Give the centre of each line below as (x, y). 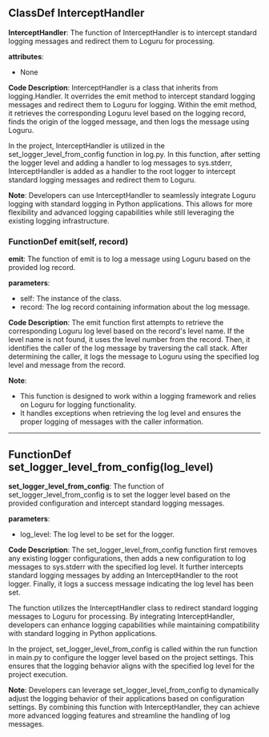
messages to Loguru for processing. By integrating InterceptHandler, (121, 616)
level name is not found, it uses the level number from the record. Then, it (129, 340)
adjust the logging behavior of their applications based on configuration (126, 698)
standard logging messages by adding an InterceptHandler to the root (123, 575)
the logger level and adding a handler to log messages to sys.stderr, (120, 163)
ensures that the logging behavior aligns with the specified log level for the (131, 666)
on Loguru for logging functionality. (78, 405)
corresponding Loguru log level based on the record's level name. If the (126, 331)
